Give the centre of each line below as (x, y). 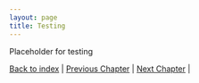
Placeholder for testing (51, 51)
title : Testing (37, 26)
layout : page (33, 17)
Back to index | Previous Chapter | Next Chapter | (100, 69)
